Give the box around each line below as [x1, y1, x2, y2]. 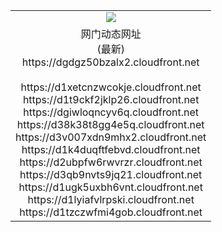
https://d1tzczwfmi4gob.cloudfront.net [19, 205, 203, 219]
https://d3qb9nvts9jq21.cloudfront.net [19, 167, 203, 181]
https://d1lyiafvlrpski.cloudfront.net [27, 192, 195, 206]
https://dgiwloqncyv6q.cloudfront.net [23, 105, 200, 119]
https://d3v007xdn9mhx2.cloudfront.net [15, 130, 207, 144]
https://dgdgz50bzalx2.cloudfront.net [21, 55, 200, 69]
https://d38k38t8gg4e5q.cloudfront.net [16, 117, 205, 131]
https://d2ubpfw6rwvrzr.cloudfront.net [19, 155, 203, 169]
